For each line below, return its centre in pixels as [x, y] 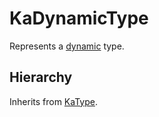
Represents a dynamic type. [67, 46]
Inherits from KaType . [53, 101]
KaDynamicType [79, 18]
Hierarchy [41, 77]
